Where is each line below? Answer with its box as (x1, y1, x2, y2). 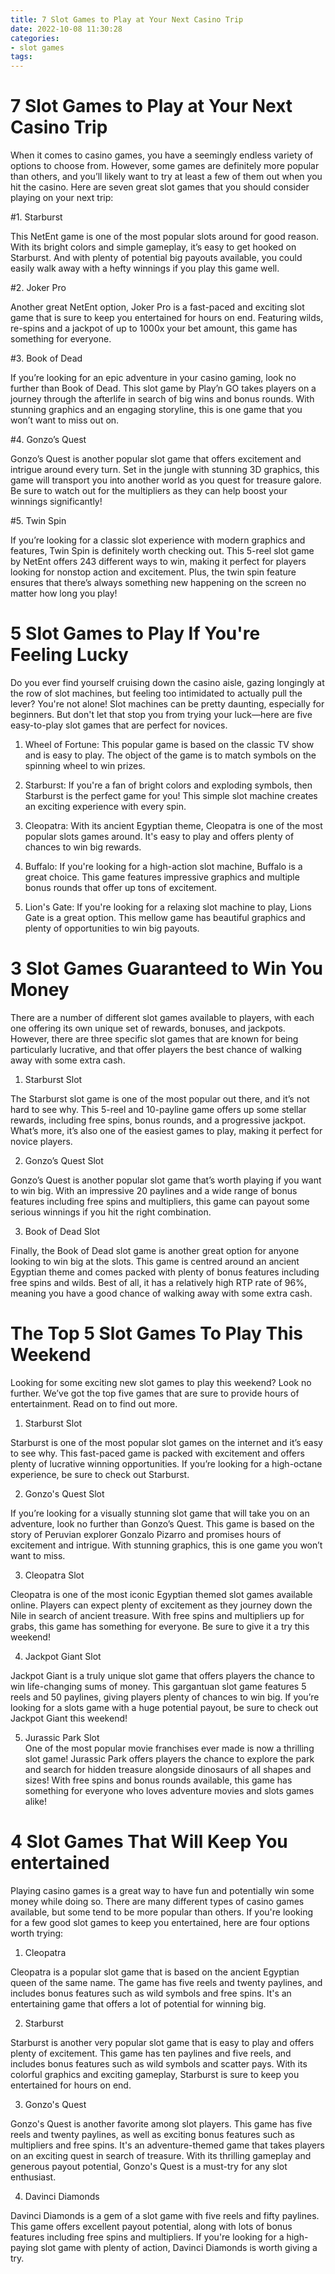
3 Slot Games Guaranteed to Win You (10, 957, 324, 980)
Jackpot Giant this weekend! (10, 1712, 128, 1724)
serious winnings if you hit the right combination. (10, 1206, 212, 1218)
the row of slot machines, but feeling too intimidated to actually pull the (10, 687, 303, 699)
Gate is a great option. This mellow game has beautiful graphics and (24, 912, 306, 923)
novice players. (10, 1135, 73, 1147)
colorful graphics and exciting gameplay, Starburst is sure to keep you (10, 2068, 300, 2080)
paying (10, 2241, 39, 2253)
